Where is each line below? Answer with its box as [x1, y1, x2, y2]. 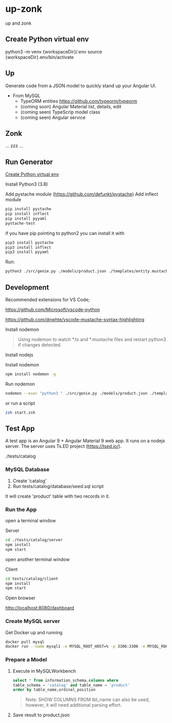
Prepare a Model [5, 656, 47, 663]
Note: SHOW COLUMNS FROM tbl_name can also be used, [25, 696, 150, 703]
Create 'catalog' [12, 478, 47, 484]
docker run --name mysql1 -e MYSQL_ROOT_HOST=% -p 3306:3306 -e [5, 644, 145, 649]
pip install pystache [5, 206, 52, 212]
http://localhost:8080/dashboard [5, 605, 74, 611]
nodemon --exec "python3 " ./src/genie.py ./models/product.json [5, 390, 147, 396]
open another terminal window [5, 556, 70, 562]
